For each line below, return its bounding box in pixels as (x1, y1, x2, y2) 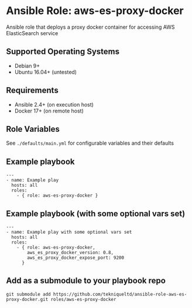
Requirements (6, 85, 59, 95)
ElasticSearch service (6, 29, 59, 36)
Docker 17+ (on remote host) (14, 107, 84, 114)
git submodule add (6, 291, 51, 297)
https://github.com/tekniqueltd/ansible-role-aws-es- (53, 291, 187, 297)
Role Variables (6, 124, 60, 134)
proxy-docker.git (6, 296, 49, 302)
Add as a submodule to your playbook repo (6, 276, 166, 286)
